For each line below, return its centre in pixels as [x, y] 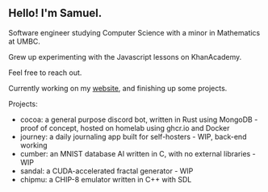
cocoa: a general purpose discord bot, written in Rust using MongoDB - [139, 119]
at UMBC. [24, 41]
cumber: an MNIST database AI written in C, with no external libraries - [138, 153]
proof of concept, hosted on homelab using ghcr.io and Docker [125, 127]
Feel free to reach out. [45, 73]
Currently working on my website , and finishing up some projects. [118, 88]
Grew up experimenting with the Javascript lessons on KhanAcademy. [125, 56]
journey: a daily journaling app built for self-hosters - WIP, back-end [133, 136]
